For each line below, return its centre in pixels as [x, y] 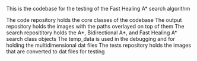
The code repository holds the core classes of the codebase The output [94, 20]
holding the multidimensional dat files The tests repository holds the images [99, 45]
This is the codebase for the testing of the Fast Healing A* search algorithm [98, 9]
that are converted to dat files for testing [55, 52]
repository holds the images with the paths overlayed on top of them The [95, 26]
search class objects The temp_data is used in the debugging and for [90, 39]
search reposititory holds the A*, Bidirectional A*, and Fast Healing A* [92, 33]
